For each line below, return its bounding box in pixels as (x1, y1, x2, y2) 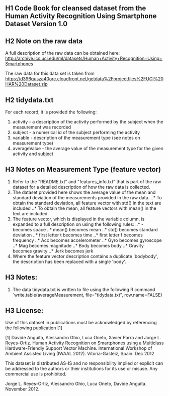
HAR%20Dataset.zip (5, 81, 48, 87)
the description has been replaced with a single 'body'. (12, 258, 127, 265)
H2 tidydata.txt (5, 95, 54, 104)
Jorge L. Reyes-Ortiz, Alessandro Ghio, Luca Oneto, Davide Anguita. (5, 381, 147, 387)
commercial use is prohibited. (5, 371, 67, 377)
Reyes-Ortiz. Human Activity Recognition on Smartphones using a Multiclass (5, 340, 164, 346)
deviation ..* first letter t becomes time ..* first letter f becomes (12, 232, 143, 238)
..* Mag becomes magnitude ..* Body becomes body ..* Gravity (12, 242, 144, 248)
